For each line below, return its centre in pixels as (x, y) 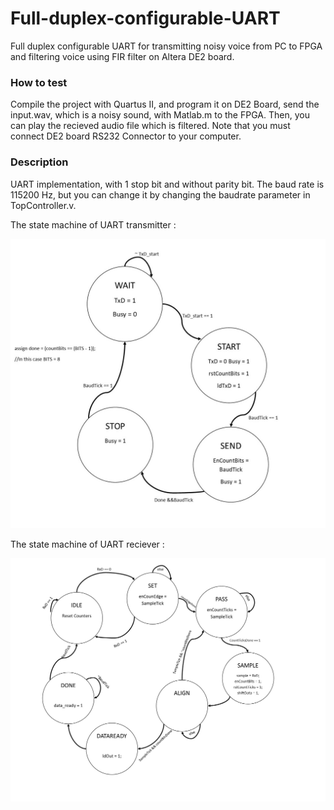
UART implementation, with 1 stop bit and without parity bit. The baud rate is (167, 184)
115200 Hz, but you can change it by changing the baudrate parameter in (160, 194)
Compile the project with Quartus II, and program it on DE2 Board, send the (165, 104)
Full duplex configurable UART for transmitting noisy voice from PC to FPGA (166, 46)
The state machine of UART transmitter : (93, 224)
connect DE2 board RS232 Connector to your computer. (126, 136)
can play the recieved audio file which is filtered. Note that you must (150, 126)
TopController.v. (43, 205)
